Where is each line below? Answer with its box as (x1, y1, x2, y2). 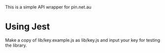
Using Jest (5, 21, 50, 32)
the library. (5, 42, 27, 48)
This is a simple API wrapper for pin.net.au (5, 4, 91, 10)
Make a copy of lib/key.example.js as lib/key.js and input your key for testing (5, 37, 161, 43)
